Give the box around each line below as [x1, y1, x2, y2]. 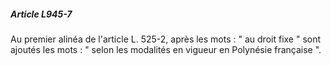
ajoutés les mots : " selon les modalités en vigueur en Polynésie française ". [10, 43, 322, 55]
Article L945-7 [10, 8, 73, 20]
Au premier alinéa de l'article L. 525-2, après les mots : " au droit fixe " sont [10, 33, 322, 45]
